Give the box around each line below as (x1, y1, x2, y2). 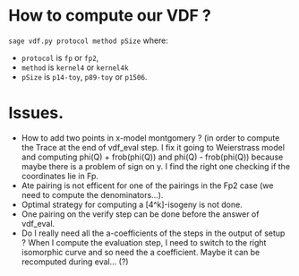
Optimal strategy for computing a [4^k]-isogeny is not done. (21, 199, 243, 210)
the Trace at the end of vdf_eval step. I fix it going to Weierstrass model (21, 142, 286, 152)
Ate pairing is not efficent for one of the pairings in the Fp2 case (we (21, 180, 274, 191)
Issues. (8, 103, 64, 124)
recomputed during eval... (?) (21, 256, 129, 267)
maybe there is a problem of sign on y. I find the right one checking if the (21, 160, 291, 171)
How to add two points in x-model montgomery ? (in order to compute (21, 132, 280, 143)
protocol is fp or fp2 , (21, 52, 99, 63)
